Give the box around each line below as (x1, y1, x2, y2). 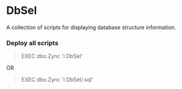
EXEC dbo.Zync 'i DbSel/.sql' (21, 76, 94, 84)
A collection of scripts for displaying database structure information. (6, 24, 177, 31)
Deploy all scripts (6, 39, 59, 47)
